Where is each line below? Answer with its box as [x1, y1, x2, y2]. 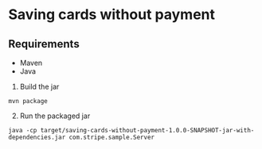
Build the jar [19, 82, 60, 91]
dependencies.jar [8, 133, 66, 141]
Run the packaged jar [19, 111, 91, 120]
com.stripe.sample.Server [68, 133, 155, 141]
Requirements [8, 37, 80, 51]
